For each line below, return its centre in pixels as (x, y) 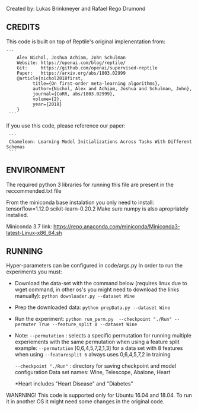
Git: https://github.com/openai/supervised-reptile (87, 68)
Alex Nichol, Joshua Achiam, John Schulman (71, 58)
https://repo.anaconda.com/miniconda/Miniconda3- (117, 226)
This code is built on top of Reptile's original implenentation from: (86, 42)
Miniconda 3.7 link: (29, 226)
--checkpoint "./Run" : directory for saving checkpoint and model (95, 366)
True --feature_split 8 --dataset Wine (88, 325)
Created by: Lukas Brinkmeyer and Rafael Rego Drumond (76, 9)
